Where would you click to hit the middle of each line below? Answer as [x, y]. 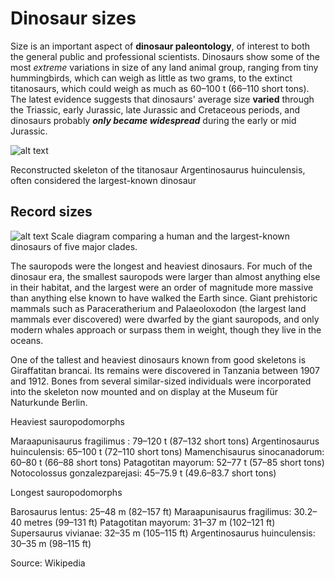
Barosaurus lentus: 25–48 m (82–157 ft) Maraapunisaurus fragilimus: [151, 511]
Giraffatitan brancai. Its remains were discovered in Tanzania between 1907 [165, 370]
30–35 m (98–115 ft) [51, 543]
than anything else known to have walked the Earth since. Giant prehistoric [164, 298]
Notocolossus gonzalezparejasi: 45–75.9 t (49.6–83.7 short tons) [143, 473]
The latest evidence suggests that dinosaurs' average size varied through [162, 99]
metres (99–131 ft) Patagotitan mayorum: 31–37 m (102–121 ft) [149, 522]
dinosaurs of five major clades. [74, 246]
